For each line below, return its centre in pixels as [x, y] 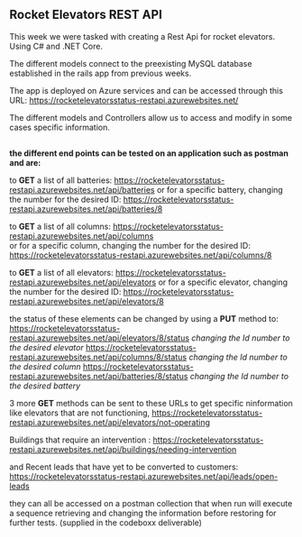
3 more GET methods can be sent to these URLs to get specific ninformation [151, 404]
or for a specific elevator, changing [223, 282]
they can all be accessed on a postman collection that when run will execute [151, 504]
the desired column [45, 367]
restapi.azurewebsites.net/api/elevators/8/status [100, 338]
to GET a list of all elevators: [62, 273]
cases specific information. [60, 127]
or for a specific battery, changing [220, 190]
